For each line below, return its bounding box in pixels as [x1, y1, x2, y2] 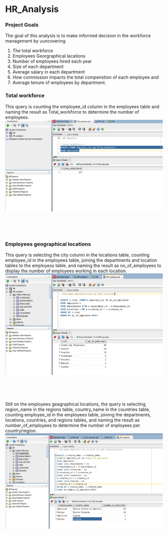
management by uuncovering [5, 38, 66, 44]
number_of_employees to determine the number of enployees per [5, 422, 140, 428]
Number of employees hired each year [12, 59, 92, 65]
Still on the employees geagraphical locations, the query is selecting [5, 401, 146, 407]
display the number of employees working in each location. [5, 268, 127, 274]
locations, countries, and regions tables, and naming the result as [5, 417, 140, 423]
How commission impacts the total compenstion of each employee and [12, 74, 159, 81]
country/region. [5, 427, 37, 433]
